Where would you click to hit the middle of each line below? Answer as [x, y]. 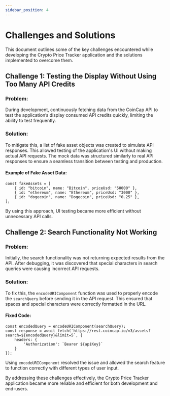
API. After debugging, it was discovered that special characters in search [81, 263]
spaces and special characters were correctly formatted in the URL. [76, 304]
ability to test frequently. [31, 121]
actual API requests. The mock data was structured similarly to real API [79, 155]
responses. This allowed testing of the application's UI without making [79, 150]
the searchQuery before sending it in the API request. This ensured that [79, 298]
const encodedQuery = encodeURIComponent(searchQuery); [65, 326]
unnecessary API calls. [29, 216]
